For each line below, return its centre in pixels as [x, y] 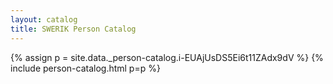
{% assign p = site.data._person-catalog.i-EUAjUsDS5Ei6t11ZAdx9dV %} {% [167, 57]
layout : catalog [44, 19]
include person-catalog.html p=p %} [85, 68]
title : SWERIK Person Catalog [73, 29]
